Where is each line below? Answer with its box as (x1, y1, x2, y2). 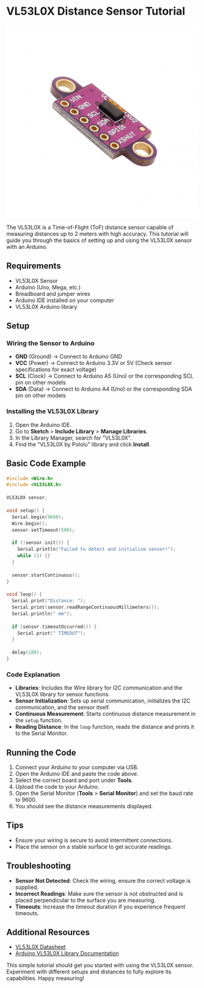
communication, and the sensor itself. (15, 704, 110, 711)
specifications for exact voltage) (15, 366, 97, 374)
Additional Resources (6, 927, 90, 938)
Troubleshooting (6, 861, 71, 871)
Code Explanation (6, 670, 60, 679)
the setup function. (15, 717, 63, 724)
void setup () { (6, 507, 45, 514)
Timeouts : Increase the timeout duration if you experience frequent (15, 903, 186, 910)
